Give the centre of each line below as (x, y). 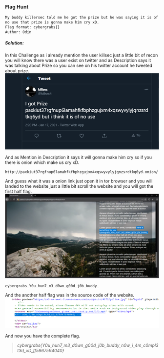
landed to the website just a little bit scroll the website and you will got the (79, 186)
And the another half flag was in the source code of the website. (70, 295)
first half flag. (19, 191)
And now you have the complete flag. (43, 336)
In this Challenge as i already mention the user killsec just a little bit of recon (82, 55)
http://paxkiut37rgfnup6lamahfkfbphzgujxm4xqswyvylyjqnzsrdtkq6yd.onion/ (82, 172)
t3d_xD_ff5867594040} (41, 351)
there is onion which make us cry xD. (42, 162)
